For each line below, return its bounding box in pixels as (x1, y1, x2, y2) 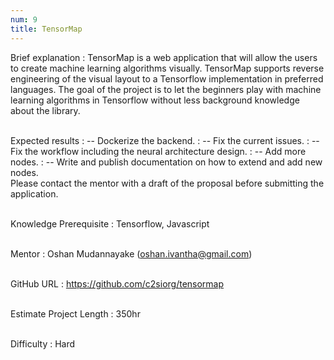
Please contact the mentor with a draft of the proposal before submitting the (10, 177, 325, 189)
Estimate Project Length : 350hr (10, 307, 141, 320)
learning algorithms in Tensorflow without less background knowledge (10, 94, 300, 106)
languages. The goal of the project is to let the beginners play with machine (10, 83, 322, 95)
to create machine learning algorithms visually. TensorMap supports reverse (10, 62, 325, 74)
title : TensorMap (10, 24, 83, 34)
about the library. (10, 104, 81, 116)
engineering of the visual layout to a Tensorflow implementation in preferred (10, 72, 324, 85)
